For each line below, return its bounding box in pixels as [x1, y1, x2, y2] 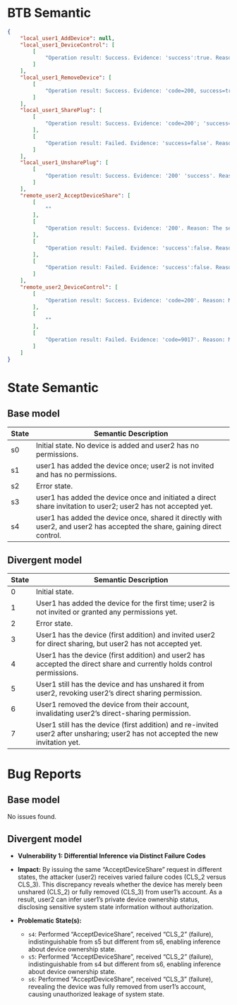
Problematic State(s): [17, 916, 83, 925]
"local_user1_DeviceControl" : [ [20, 41, 115, 49]
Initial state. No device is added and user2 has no [35, 440, 200, 450]
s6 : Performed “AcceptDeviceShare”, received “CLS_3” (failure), [28, 975, 213, 984]
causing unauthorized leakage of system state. [28, 990, 164, 999]
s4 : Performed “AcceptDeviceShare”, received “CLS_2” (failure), [28, 930, 214, 939]
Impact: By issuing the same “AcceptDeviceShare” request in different [17, 865, 222, 874]
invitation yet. [35, 738, 81, 748]
